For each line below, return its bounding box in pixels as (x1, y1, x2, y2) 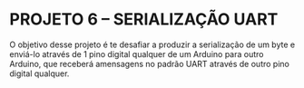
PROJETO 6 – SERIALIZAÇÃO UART (9, 9, 279, 30)
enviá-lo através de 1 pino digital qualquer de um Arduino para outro (9, 48, 264, 59)
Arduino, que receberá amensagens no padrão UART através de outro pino (9, 58, 290, 69)
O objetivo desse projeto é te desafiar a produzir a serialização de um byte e (9, 39, 296, 50)
